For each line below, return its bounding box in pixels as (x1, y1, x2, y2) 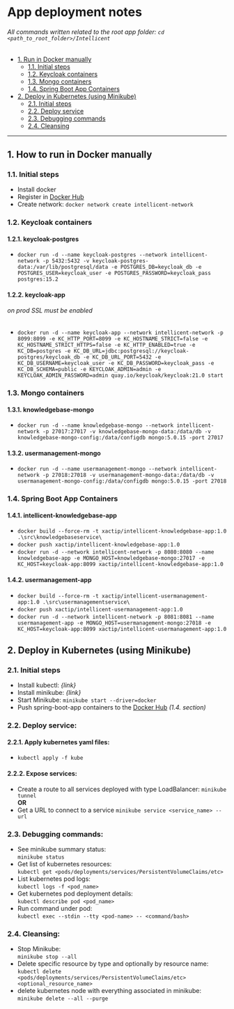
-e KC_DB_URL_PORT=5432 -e (83, 354, 162, 361)
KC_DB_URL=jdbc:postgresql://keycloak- (73, 347, 189, 354)
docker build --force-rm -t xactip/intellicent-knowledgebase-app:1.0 (17, 528, 227, 535)
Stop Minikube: (17, 945, 61, 953)
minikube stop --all (17, 953, 77, 961)
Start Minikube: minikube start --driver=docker (17, 696, 157, 704)
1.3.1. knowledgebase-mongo (7, 405, 94, 414)
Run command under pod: (17, 904, 93, 912)
